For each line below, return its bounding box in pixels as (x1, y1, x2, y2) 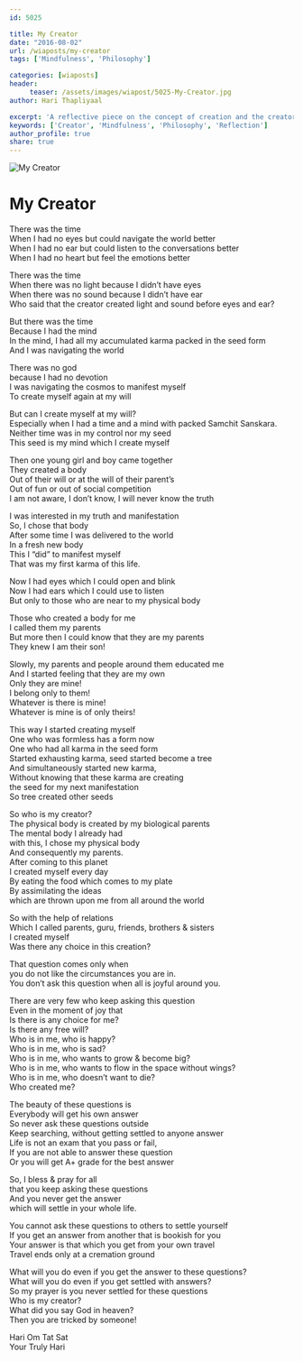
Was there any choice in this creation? (9, 942, 151, 952)
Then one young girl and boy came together (9, 455, 173, 465)
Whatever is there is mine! (9, 697, 106, 708)
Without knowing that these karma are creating (9, 772, 184, 783)
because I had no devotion (9, 372, 108, 383)
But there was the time (9, 317, 94, 327)
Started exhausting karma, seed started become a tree (9, 753, 213, 764)
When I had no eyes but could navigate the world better (9, 234, 216, 244)
